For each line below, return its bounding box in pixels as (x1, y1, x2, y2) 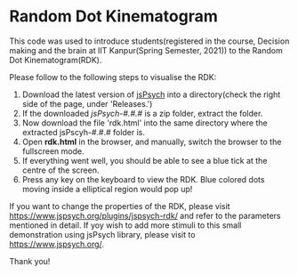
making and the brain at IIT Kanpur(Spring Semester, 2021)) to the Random (9, 44, 283, 55)
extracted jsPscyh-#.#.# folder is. (21, 126, 145, 137)
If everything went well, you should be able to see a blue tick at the (21, 155, 268, 166)
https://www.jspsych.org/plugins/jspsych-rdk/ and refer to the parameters (9, 210, 281, 221)
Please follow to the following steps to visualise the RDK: (9, 71, 217, 82)
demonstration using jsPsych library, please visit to (9, 229, 196, 239)
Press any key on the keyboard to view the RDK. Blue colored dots (21, 174, 265, 184)
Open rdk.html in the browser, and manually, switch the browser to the (21, 136, 282, 147)
